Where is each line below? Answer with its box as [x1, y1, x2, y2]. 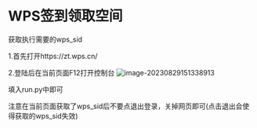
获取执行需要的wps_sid [8, 35, 83, 44]
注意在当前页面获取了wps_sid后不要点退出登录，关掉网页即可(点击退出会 [8, 101, 243, 111]
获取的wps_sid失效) [14, 111, 78, 120]
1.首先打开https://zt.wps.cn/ [8, 51, 98, 60]
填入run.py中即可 [8, 84, 64, 94]
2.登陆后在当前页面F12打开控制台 [8, 68, 115, 77]
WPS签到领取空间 [8, 7, 123, 25]
